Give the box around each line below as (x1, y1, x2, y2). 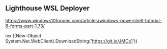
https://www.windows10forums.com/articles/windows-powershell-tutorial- (5, 17, 162, 23)
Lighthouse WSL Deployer (5, 4, 90, 13)
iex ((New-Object (5, 32, 42, 38)
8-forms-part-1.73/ (5, 23, 45, 29)
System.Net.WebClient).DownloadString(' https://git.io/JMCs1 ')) (5, 38, 137, 44)
